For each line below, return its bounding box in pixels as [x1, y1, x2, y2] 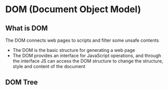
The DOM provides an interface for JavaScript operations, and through [12, 52, 161, 58]
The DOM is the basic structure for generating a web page [12, 47, 135, 53]
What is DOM [5, 24, 48, 33]
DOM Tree [5, 78, 38, 87]
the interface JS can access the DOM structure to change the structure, [12, 58, 163, 64]
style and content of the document [12, 64, 86, 69]
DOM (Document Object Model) [5, 4, 142, 15]
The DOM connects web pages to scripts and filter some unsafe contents [5, 37, 159, 43]
